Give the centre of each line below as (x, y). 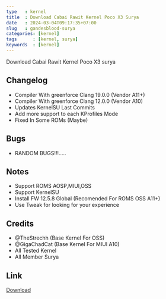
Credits (20, 224)
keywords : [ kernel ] (33, 45)
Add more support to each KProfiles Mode (66, 114)
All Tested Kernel (36, 251)
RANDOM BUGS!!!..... (40, 153)
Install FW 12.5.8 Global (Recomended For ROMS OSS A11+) (87, 199)
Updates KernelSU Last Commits (55, 107)
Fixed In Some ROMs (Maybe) (51, 120)
